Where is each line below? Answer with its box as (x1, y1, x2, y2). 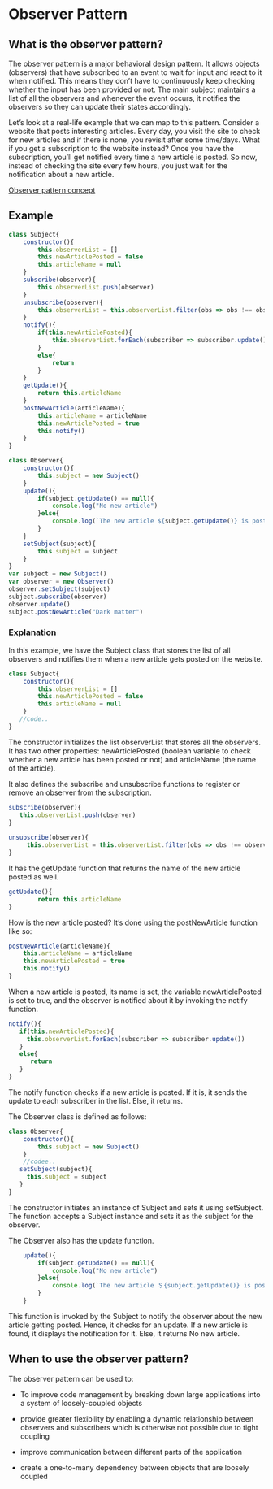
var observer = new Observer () (8, 578, 115, 586)
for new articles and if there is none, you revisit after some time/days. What (8, 135, 260, 145)
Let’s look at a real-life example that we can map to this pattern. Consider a (8, 118, 260, 127)
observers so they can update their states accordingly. (8, 102, 191, 111)
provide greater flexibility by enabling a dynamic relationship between (19, 1413, 254, 1423)
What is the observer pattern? (8, 37, 164, 51)
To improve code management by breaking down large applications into (19, 1389, 261, 1399)
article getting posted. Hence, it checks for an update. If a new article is (8, 1320, 248, 1330)
